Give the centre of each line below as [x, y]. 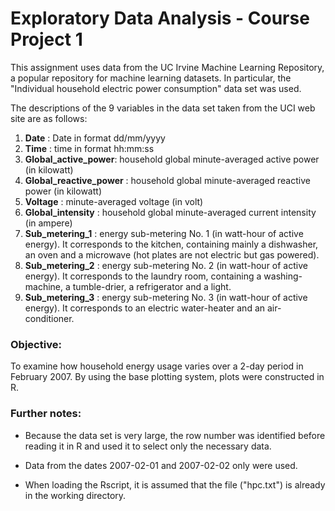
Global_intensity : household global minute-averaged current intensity [170, 212]
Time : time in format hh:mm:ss [89, 148]
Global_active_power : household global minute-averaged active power [172, 159]
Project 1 [46, 39]
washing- [283, 276]
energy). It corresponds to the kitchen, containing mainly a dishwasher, [171, 244]
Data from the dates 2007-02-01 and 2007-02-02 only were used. [161, 465]
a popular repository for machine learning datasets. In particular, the [151, 78]
